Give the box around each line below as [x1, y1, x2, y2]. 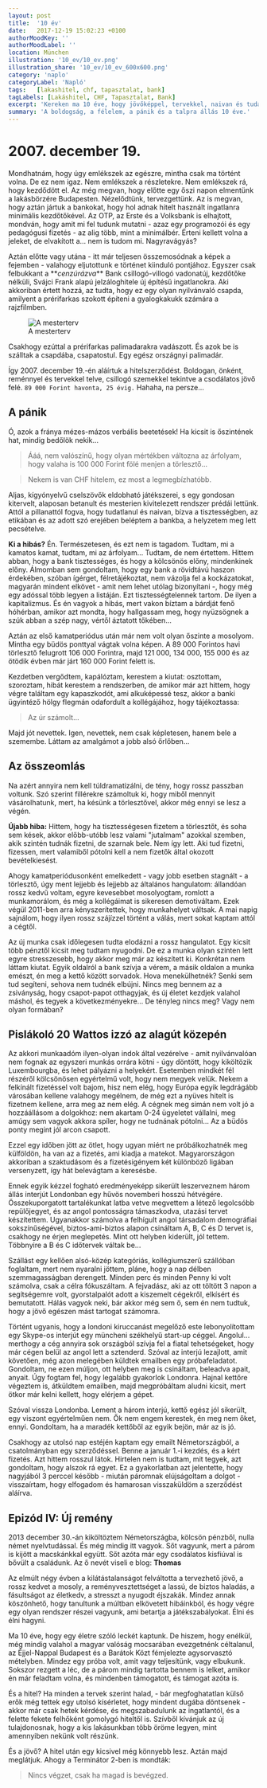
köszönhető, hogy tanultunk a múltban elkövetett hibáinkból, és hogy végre [8, 1598, 254, 1609]
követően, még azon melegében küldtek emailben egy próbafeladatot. [8, 1356, 238, 1366]
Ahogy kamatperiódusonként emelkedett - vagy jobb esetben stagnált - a [8, 871, 249, 880]
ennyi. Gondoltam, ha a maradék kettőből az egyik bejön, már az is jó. [8, 1422, 237, 1432]
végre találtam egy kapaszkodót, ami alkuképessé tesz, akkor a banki [8, 688, 236, 698]
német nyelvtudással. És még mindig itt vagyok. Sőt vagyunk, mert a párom [8, 1541, 256, 1551]
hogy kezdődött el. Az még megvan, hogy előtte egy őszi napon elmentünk [8, 185, 254, 195]
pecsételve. [8, 523, 47, 534]
